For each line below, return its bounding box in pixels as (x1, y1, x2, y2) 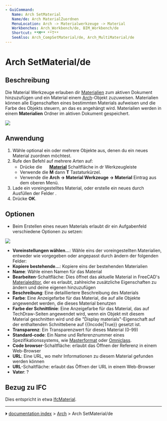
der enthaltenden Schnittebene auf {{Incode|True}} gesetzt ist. (12, 321, 141, 327)
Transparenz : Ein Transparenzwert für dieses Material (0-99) (12, 327, 138, 333)
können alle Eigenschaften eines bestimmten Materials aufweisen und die (5, 100, 156, 106)
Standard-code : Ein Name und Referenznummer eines (12, 332, 125, 338)
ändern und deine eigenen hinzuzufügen (12, 284, 96, 290)
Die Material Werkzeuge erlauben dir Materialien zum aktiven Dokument (5, 89, 153, 95)
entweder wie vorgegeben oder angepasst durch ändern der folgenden (12, 253, 159, 258)
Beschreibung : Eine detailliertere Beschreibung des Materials (12, 289, 139, 296)
